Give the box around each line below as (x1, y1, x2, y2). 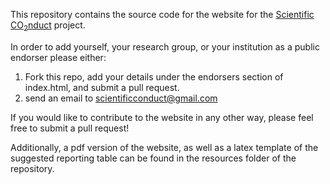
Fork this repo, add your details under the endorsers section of (24, 70, 284, 83)
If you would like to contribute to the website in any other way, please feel (10, 111, 314, 123)
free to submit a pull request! (10, 122, 130, 134)
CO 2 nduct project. (10, 19, 86, 33)
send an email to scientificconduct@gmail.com (24, 92, 218, 104)
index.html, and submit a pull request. (24, 81, 180, 93)
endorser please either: (10, 51, 107, 63)
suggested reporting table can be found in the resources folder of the (10, 152, 297, 164)
